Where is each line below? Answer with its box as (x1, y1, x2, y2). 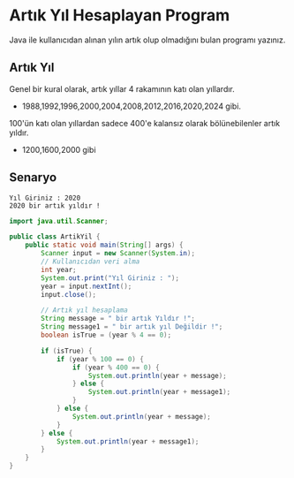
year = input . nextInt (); (41, 282, 132, 291)
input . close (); (41, 290, 97, 299)
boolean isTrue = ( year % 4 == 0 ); (41, 330, 172, 340)
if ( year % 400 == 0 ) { (72, 363, 161, 372)
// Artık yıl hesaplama (41, 306, 128, 315)
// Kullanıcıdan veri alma (41, 257, 140, 266)
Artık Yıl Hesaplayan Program (9, 5, 230, 26)
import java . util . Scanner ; (9, 216, 109, 225)
